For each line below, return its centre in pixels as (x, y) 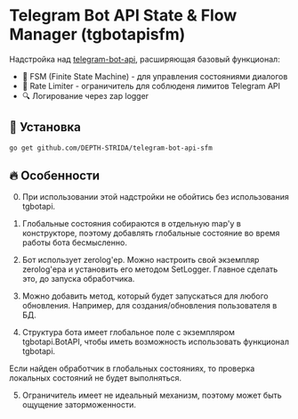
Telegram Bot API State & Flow (123, 16)
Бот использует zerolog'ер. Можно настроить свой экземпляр (141, 260)
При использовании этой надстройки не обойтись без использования (155, 197)
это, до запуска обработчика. (78, 279)
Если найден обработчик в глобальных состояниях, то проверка (132, 369)
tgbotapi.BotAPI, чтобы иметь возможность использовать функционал (155, 342)
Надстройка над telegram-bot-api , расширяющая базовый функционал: (145, 59)
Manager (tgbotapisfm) (97, 34)
